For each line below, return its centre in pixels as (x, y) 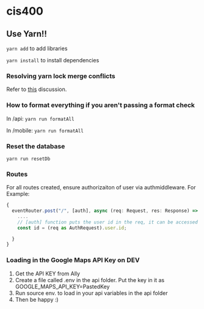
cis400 (25, 11)
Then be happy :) (37, 299)
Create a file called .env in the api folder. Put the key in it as (90, 280)
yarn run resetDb (28, 159)
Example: (18, 194)
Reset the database (36, 146)
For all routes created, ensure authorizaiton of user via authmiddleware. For (101, 187)
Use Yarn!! (27, 34)
